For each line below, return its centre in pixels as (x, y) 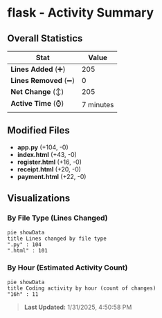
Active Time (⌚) (37, 103)
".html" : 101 (28, 250)
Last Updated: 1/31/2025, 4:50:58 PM (78, 307)
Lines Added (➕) (38, 69)
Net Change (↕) (37, 92)
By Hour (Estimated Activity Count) (67, 268)
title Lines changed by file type (57, 238)
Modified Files (39, 130)
